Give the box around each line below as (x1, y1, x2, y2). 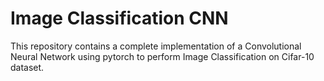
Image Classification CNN (10, 7, 229, 30)
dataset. (10, 61, 45, 73)
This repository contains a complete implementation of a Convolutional (10, 40, 302, 52)
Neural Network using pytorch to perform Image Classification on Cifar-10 (10, 50, 315, 62)
